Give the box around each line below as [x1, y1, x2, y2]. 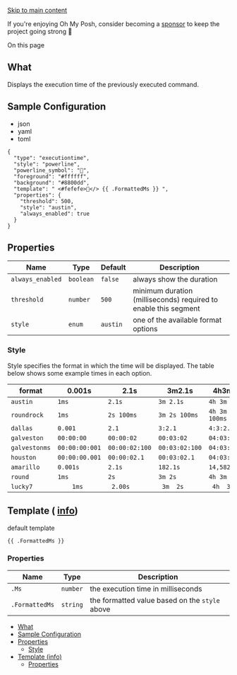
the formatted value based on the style [90, 595, 220, 605]
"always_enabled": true [20, 210, 90, 217]
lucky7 [11, 483, 33, 490]
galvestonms [11, 444, 51, 451]
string [61, 601, 83, 608]
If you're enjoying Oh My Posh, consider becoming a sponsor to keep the [7, 20, 220, 28]
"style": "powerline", [13, 161, 80, 168]
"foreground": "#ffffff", [13, 173, 90, 180]
